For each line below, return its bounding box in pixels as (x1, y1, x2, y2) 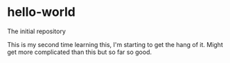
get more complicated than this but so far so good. (7, 48, 152, 56)
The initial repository (7, 27, 66, 35)
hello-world (7, 4, 76, 20)
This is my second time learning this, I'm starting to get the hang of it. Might (7, 40, 223, 48)
